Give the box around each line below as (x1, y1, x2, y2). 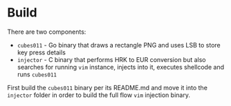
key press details (17, 48, 66, 56)
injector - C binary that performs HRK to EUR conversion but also (17, 55, 206, 63)
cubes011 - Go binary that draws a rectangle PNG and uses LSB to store (17, 41, 221, 49)
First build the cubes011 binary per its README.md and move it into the (7, 83, 207, 92)
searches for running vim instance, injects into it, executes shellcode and (17, 63, 225, 71)
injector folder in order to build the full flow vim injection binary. (7, 91, 190, 99)
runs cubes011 (17, 70, 57, 78)
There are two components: (7, 28, 86, 36)
